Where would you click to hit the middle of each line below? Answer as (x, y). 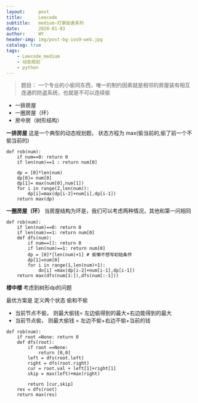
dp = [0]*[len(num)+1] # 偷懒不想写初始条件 (80, 255)
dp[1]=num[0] (44, 260)
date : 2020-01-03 (36, 28)
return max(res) (37, 395)
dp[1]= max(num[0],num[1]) (51, 183)
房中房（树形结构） (39, 120)
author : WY (25, 34)
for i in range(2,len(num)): (53, 189)
